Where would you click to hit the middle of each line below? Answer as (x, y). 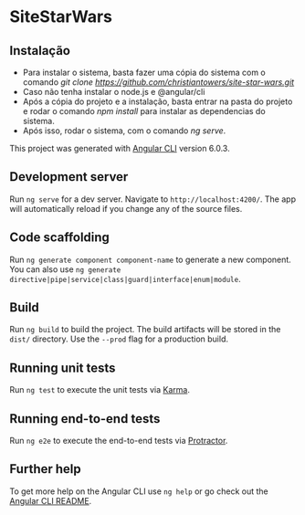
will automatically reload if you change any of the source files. (126, 208)
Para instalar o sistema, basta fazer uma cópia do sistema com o (144, 72)
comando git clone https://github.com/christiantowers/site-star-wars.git (158, 82)
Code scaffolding (59, 238)
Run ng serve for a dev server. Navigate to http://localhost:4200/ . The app (153, 199)
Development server (69, 177)
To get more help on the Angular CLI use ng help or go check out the (139, 491)
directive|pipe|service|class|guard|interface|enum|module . (125, 279)
